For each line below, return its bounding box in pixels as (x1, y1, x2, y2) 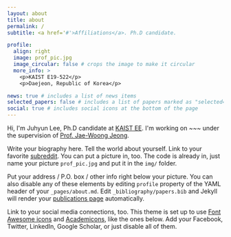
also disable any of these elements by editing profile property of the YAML (7, 180, 221, 188)
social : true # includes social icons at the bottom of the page (7, 105, 198, 112)
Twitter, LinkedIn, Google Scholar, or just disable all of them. (7, 223, 177, 230)
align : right (13, 48, 51, 55)
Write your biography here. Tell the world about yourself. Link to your (7, 145, 203, 153)
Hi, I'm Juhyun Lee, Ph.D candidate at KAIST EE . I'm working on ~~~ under (7, 124, 220, 132)
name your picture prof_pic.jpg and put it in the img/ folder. (7, 159, 177, 167)
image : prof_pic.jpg (13, 54, 72, 62)
